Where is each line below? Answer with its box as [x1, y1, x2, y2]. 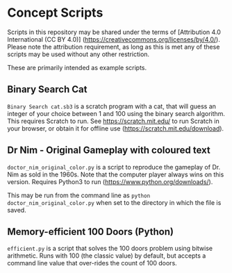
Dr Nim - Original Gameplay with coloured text [7, 144, 210, 156]
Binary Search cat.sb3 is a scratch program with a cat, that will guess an [7, 102, 217, 110]
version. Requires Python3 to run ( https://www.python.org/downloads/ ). [7, 177, 213, 185]
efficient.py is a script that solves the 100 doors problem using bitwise [7, 245, 213, 253]
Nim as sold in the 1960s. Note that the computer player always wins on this [7, 170, 224, 179]
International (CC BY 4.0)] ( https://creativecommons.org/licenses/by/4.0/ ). [7, 35, 220, 43]
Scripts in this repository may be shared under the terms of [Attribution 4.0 [7, 28, 221, 36]
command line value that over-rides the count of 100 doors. [7, 259, 177, 267]
